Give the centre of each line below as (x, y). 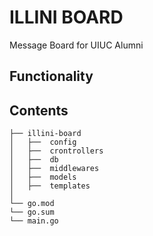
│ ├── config (43, 142)
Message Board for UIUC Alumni (76, 45)
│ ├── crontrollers (56, 151)
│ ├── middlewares (54, 169)
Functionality (51, 76)
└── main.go (34, 221)
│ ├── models (43, 177)
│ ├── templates (50, 186)
